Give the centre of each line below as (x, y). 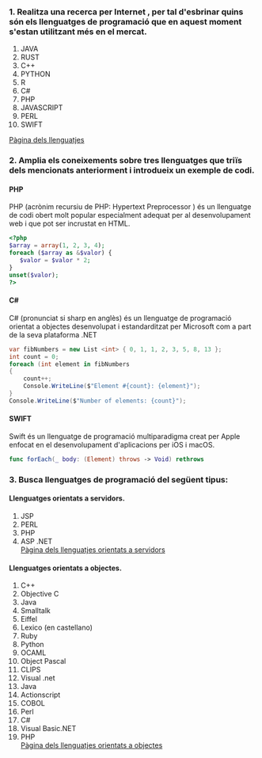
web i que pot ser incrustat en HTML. (70, 223)
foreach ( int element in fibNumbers (69, 364)
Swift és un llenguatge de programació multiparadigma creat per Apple (125, 436)
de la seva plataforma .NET (53, 334)
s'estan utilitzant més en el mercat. (78, 32)
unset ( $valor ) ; (34, 275)
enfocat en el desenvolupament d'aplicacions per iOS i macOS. (112, 444)
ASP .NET (36, 541)
